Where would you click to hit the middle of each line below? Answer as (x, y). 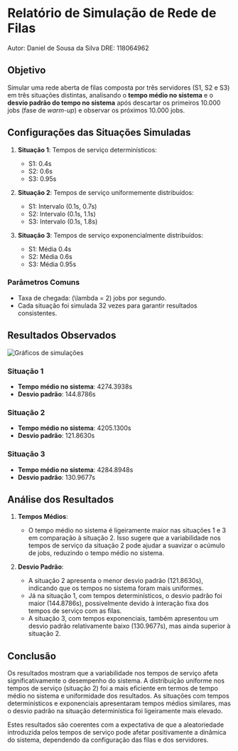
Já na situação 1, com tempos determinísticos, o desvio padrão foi (125, 596)
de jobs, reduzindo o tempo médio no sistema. (96, 553)
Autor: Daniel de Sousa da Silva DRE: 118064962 (78, 48)
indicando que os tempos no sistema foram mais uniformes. (116, 588)
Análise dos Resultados (61, 499)
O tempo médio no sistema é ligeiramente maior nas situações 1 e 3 (127, 530)
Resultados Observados (62, 336)
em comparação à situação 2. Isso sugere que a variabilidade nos (125, 538)
